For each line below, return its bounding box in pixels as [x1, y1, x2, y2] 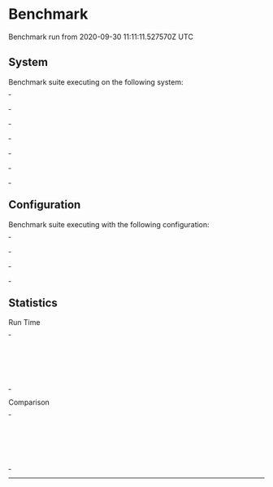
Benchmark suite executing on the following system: [8, 77, 184, 86]
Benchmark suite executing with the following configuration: [8, 219, 210, 229]
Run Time [8, 318, 41, 327]
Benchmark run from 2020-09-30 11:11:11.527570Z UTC [8, 32, 193, 42]
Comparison [8, 397, 50, 407]
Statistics [8, 296, 58, 309]
